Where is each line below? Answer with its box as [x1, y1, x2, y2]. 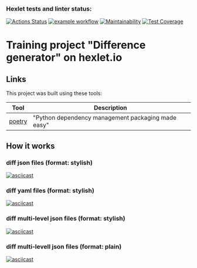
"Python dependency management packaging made [33, 114, 177, 122]
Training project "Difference [6, 39, 146, 52]
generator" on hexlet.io [6, 51, 123, 65]
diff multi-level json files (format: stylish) [6, 215, 125, 223]
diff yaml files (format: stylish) [6, 186, 95, 195]
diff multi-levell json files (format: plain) [6, 242, 122, 250]
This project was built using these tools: [6, 90, 103, 97]
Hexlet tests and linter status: [6, 5, 92, 13]
